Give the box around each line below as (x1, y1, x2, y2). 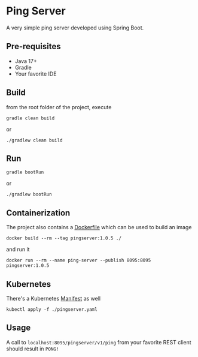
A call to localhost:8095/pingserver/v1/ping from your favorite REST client (6, 338, 191, 346)
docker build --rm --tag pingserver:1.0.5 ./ (6, 235, 121, 241)
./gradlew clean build (6, 137, 63, 143)
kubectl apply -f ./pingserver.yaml (6, 307, 98, 313)
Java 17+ (14, 57, 37, 64)
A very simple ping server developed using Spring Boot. (6, 24, 144, 31)
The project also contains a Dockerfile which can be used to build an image (6, 224, 192, 231)
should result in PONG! (6, 345, 59, 352)
